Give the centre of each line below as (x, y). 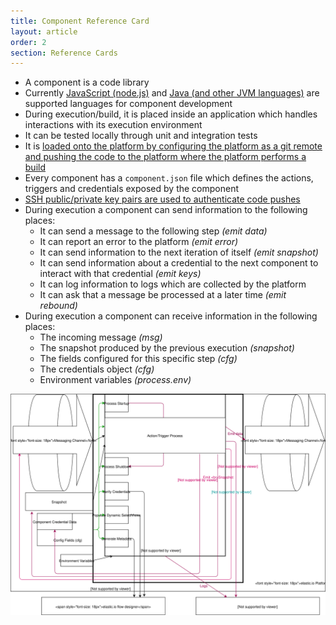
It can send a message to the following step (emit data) (153, 231)
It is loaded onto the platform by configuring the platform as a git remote (173, 146)
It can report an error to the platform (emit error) (139, 242)
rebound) (58, 306)
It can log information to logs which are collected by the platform (173, 284)
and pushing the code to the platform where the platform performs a (165, 157)
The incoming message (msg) (101, 337)
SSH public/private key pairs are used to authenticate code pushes (162, 199)
